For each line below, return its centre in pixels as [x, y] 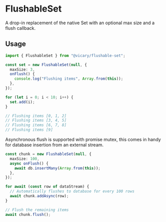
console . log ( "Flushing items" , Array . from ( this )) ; [69, 79]
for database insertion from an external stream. [54, 145]
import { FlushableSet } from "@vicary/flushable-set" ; [65, 55]
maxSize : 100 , [25, 159]
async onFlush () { [29, 163]
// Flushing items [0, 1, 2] [36, 116]
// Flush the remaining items [37, 210]
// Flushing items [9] [29, 130]
